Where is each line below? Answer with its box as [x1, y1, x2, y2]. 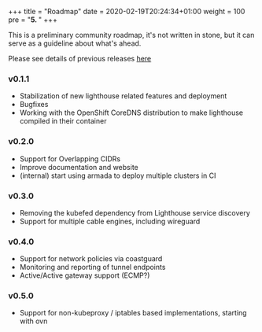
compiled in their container [19, 116, 107, 126]
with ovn [19, 316, 48, 326]
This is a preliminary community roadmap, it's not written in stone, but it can [8, 31, 255, 39]
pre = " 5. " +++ [8, 15, 57, 24]
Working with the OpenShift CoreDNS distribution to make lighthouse [19, 108, 244, 117]
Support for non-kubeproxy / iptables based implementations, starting [19, 308, 247, 318]
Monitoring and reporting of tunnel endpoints [19, 263, 166, 272]
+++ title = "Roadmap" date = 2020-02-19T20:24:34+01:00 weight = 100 [8, 7, 245, 16]
